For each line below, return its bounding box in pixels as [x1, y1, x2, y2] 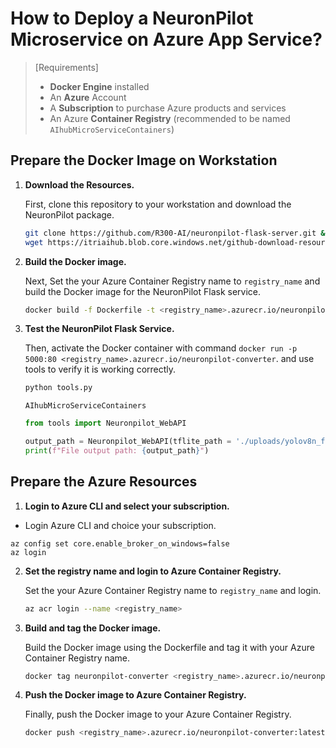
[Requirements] [34, 61, 99, 73]
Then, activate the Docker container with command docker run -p [24, 342, 298, 354]
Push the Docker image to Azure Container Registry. [24, 689, 247, 701]
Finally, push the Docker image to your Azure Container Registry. [24, 708, 292, 721]
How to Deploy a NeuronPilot [10, 7, 254, 30]
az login [10, 547, 47, 557]
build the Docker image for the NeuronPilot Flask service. [24, 285, 262, 297]
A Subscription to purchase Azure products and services [49, 102, 287, 114]
